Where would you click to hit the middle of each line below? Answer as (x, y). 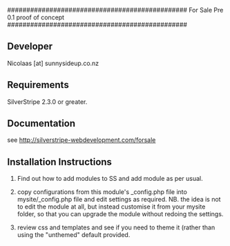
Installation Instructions (60, 162)
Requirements (38, 85)
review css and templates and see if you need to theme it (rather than (116, 227)
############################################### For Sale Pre (115, 10)
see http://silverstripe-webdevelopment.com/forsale (82, 140)
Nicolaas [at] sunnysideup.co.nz (53, 63)
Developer (30, 47)
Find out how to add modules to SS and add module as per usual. (110, 179)
